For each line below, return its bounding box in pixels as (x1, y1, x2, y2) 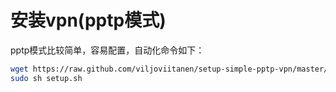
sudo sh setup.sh (10, 73, 83, 83)
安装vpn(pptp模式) (10, 9, 167, 32)
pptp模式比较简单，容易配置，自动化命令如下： (10, 44, 205, 56)
